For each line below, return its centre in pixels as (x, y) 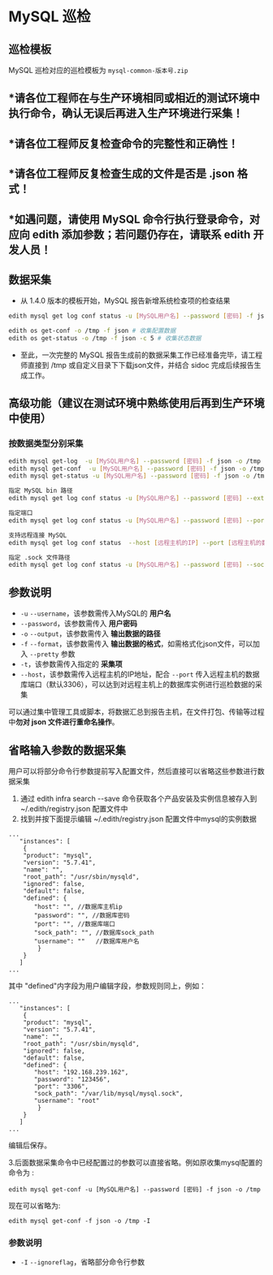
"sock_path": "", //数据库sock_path (94, 932)
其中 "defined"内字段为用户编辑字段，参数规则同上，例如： (108, 985)
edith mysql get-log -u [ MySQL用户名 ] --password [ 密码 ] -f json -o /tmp (135, 461)
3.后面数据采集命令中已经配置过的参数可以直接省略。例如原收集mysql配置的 (135, 1162)
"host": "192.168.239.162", (81, 1072)
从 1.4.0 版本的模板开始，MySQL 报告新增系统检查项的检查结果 (125, 300)
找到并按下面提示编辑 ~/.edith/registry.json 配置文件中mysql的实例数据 (139, 819)
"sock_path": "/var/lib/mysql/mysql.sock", (108, 1093)
